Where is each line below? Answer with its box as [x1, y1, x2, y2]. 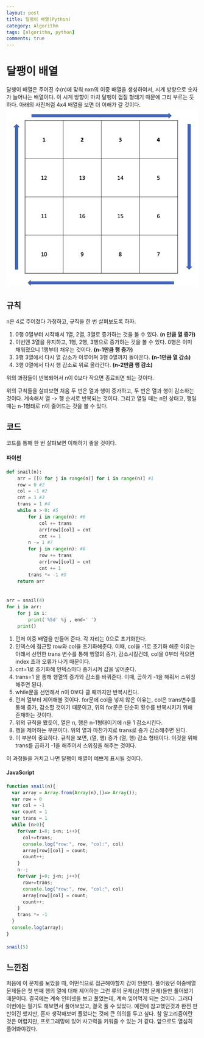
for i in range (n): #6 [28, 514, 86, 520]
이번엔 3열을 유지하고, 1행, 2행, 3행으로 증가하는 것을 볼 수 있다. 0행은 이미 [15, 338, 193, 346]
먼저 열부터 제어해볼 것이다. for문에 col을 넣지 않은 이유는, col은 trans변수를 [15, 695, 196, 703]
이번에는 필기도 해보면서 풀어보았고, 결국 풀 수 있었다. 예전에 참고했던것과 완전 [6, 1003, 192, 1010]
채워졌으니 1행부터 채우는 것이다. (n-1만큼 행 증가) [15, 346, 133, 353]
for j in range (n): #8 [28, 546, 86, 552]
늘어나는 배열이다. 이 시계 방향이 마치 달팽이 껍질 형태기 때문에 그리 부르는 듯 [12, 93, 195, 101]
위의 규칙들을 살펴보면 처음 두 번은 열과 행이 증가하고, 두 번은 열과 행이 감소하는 [6, 387, 195, 394]
